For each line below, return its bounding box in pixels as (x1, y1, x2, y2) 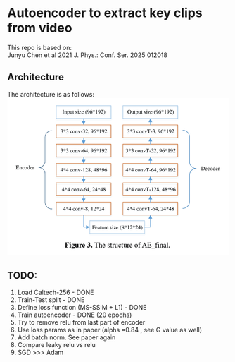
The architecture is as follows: (7, 90, 95, 98)
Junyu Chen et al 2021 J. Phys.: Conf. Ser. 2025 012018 (7, 51, 167, 59)
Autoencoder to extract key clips (7, 5, 203, 21)
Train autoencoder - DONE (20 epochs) (17, 310, 132, 319)
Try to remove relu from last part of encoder (17, 318, 146, 327)
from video (7, 20, 72, 36)
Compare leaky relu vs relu (17, 341, 96, 349)
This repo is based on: (7, 43, 72, 52)
